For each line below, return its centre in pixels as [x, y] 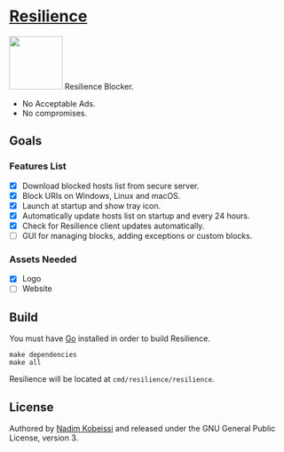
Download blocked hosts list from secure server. [110, 186]
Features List [38, 166]
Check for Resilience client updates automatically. [113, 226]
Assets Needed [43, 259]
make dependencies [43, 355]
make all [25, 363]
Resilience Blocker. [99, 86]
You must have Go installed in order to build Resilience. [110, 338]
